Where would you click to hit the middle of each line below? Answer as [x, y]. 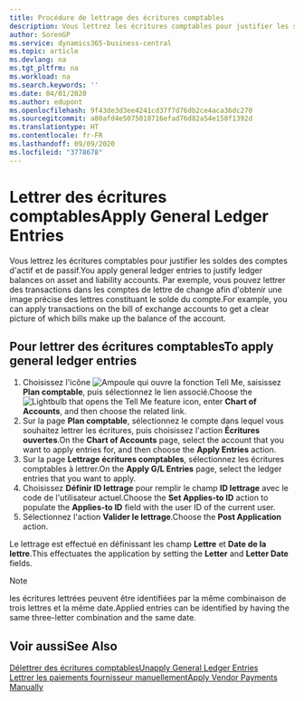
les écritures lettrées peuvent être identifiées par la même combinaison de [148, 599]
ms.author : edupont [46, 102]
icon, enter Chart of [219, 402]
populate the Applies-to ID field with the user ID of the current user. [149, 507]
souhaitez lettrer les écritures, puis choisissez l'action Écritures [141, 431]
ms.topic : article [44, 52]
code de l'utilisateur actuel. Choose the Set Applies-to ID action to [145, 497]
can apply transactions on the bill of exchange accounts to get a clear [139, 308]
